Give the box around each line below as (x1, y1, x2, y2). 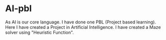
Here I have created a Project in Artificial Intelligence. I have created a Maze (5, 24, 161, 30)
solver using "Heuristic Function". (5, 29, 74, 35)
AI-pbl (5, 3, 32, 14)
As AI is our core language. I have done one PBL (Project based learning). (5, 19, 156, 25)
